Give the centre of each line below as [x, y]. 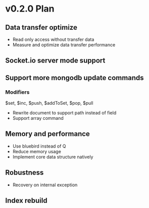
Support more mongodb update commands [74, 78]
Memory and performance [47, 134]
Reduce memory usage [37, 151]
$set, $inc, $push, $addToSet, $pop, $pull [49, 103]
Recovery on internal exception [45, 185]
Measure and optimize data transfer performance [64, 45]
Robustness [24, 172]
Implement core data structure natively [53, 157]
